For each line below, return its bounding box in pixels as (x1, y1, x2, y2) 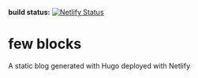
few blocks (8, 35, 82, 53)
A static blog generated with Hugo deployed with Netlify (8, 61, 191, 70)
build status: (8, 8, 50, 17)
